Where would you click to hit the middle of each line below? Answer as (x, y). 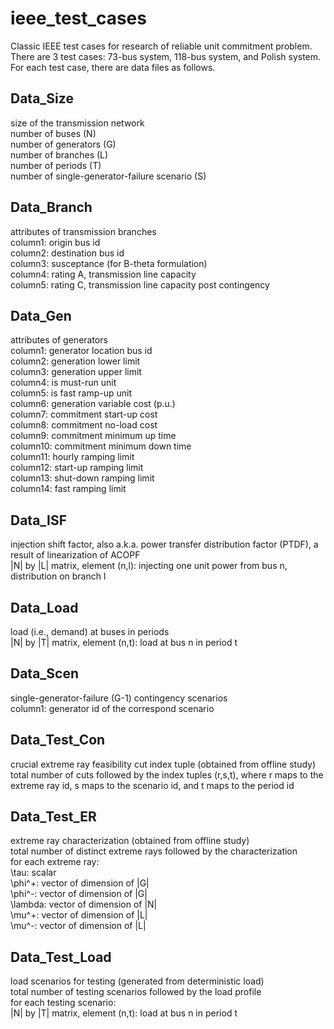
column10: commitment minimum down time (101, 446)
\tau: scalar (33, 873)
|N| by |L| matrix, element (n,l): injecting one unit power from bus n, (149, 566)
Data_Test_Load (61, 957)
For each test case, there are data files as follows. (113, 67)
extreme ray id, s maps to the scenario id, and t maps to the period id (152, 785)
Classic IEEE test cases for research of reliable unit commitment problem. (161, 46)
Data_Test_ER (53, 817)
